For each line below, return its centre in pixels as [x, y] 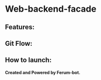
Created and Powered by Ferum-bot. [43, 72]
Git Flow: [19, 43]
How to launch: [28, 60]
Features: [20, 27]
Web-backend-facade [51, 9]
